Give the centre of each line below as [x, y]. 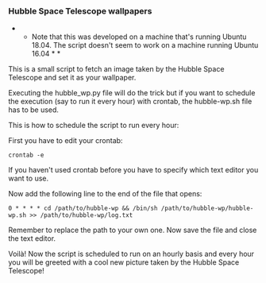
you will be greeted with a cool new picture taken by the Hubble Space [124, 262]
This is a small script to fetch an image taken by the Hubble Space [116, 69]
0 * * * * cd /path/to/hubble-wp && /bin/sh [83, 208]
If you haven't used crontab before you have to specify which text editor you [133, 170]
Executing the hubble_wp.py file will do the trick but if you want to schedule [132, 93]
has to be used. [34, 110]
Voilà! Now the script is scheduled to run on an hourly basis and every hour [131, 254]
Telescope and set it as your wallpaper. [72, 78]
